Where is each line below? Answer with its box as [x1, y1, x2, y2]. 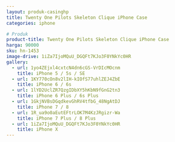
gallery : [6, 59, 28, 65]
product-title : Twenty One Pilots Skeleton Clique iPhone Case [6, 37, 170, 43]
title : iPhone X [17, 126, 59, 133]
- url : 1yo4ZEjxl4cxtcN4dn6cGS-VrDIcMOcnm [12, 65, 121, 71]
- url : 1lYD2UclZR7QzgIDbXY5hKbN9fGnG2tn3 [12, 87, 121, 94]
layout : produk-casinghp [6, 8, 69, 15]
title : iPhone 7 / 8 [17, 104, 69, 110]
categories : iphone [6, 20, 56, 26]
